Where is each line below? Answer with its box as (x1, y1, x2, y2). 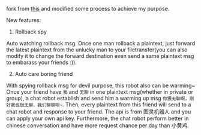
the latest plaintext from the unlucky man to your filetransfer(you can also (6, 46, 188, 53)
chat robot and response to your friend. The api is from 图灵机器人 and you (6, 108, 191, 115)
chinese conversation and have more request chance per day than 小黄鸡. (6, 122, 189, 129)
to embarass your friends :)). (6, 59, 77, 66)
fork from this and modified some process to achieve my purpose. (6, 5, 170, 12)
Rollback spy (14, 28, 47, 35)
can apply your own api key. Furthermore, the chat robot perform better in (6, 115, 189, 122)
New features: (6, 17, 41, 23)
